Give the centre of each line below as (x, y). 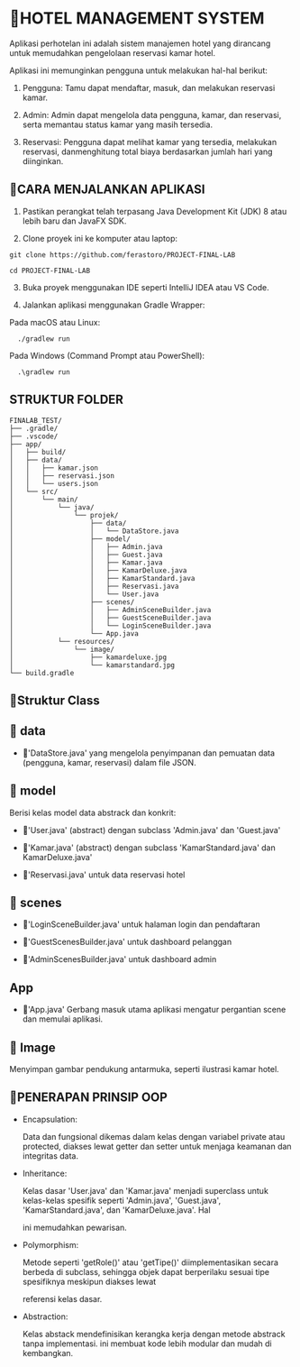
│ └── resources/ (62, 641)
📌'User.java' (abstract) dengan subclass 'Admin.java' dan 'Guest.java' (151, 830)
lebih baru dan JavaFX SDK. (74, 221)
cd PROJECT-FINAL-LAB (50, 271)
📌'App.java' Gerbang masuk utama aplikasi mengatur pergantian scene (154, 1010)
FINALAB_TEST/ (36, 420)
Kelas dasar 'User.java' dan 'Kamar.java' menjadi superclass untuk (145, 1190)
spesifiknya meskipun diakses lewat (89, 1281)
